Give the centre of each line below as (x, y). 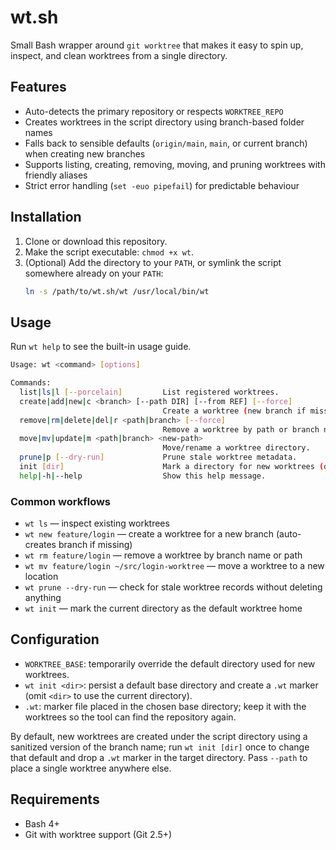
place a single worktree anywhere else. (91, 768)
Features (38, 87)
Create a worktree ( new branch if (234, 411)
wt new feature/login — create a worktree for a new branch (149, 534)
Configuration (55, 639)
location (41, 577)
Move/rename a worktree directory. (236, 448)
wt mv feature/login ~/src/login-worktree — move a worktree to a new (174, 566)
